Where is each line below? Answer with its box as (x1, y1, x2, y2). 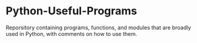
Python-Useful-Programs (5, 4, 137, 18)
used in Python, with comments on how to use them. (5, 30, 137, 37)
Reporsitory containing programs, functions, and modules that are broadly (5, 24, 192, 31)
